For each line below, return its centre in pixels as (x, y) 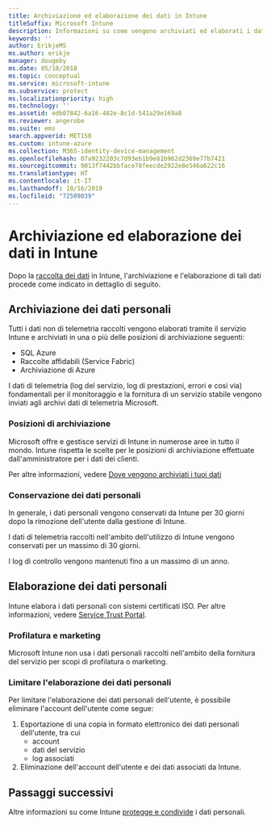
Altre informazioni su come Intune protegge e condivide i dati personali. (127, 812)
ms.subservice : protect (48, 91)
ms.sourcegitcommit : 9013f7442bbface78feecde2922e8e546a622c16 (117, 166)
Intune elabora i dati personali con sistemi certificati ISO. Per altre (117, 605)
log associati (53, 759)
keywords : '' (30, 38)
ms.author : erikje (39, 53)
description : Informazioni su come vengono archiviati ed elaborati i (129, 31)
